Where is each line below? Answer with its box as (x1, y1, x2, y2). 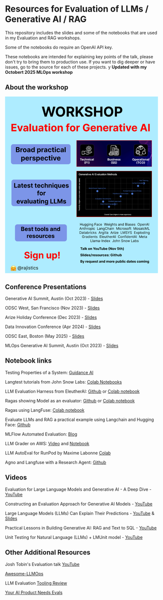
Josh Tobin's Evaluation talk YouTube (5, 561, 80, 567)
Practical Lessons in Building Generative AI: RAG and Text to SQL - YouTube (5, 525, 157, 531)
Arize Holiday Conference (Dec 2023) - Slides (5, 315, 97, 320)
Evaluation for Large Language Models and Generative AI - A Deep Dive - (5, 486, 152, 492)
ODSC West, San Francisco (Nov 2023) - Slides (5, 305, 100, 311)
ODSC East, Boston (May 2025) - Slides (5, 333, 84, 339)
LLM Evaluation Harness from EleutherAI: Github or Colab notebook (5, 388, 140, 394)
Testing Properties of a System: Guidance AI (5, 369, 94, 375)
